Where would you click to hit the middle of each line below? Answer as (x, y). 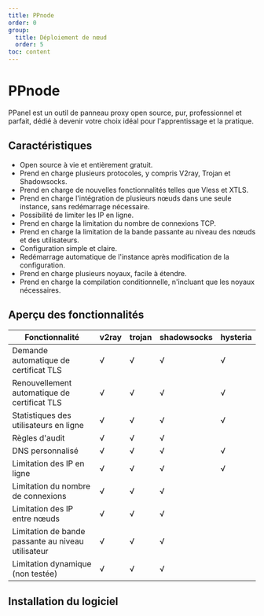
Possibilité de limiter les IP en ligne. (77, 215)
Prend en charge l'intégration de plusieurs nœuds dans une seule (125, 198)
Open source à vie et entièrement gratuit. (86, 164)
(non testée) (35, 574)
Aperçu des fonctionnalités (76, 315)
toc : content (29, 52)
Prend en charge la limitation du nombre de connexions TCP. (117, 223)
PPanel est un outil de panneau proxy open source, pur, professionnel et (125, 113)
